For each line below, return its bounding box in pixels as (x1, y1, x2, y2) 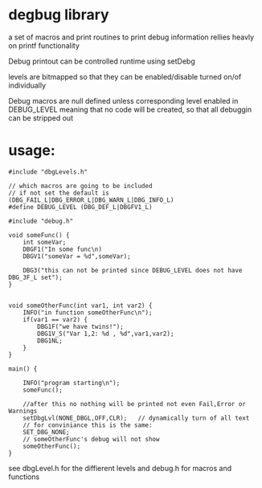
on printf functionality (8, 40, 80, 50)
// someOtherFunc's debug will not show (23, 435, 160, 443)
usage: (8, 141, 56, 160)
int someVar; (23, 238, 67, 246)
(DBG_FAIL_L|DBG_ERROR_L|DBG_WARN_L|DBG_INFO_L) (8, 195, 174, 204)
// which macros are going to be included (8, 182, 153, 190)
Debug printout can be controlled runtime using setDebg (8, 56, 195, 66)
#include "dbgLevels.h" (8, 167, 88, 176)
